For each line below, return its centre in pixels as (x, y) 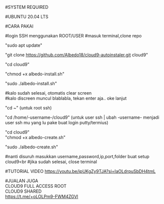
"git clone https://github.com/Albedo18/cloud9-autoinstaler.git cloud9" (77, 55)
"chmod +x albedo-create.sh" (35, 137)
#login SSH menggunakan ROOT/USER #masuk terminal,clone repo (73, 36)
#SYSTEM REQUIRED (27, 7)
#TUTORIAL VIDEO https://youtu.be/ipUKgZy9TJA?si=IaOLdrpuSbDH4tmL (81, 171)
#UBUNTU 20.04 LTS (27, 17)
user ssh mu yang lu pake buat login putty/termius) (57, 122)
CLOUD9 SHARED (23, 191)
